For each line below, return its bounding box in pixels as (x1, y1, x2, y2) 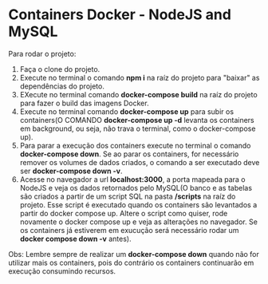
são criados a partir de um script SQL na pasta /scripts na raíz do (19, 191, 236, 201)
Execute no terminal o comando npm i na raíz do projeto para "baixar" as (19, 73, 260, 82)
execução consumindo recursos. (8, 266, 116, 276)
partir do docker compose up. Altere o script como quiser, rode (19, 208, 228, 218)
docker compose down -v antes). (19, 234, 132, 243)
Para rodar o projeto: (8, 49, 77, 58)
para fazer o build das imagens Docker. (19, 98, 149, 108)
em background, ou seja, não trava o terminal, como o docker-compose (19, 124, 256, 133)
